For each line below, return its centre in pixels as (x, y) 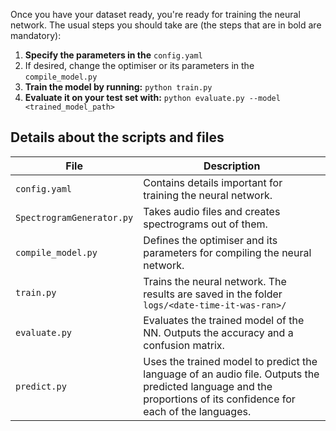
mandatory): (36, 35)
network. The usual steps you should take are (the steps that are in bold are (166, 25)
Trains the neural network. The (215, 281)
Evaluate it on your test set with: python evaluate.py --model (152, 97)
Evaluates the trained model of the (224, 320)
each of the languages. (197, 411)
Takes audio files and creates (212, 211)
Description (232, 166)
